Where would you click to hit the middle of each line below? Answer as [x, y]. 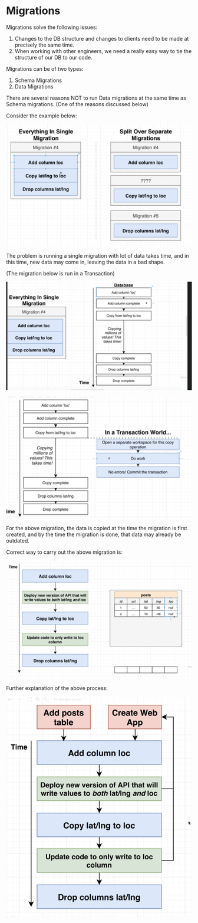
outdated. [18, 540]
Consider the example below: [42, 116]
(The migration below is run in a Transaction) [60, 273]
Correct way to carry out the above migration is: [64, 552]
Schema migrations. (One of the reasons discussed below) [77, 104]
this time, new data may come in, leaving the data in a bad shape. [85, 262]
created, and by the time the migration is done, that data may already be [94, 534]
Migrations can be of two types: [45, 68]
